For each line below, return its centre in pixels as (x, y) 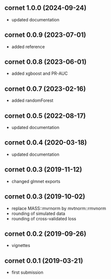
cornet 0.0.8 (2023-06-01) (46, 62)
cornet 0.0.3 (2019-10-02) (45, 197)
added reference (28, 47)
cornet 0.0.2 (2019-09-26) (45, 234)
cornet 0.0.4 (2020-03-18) (46, 143)
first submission (28, 272)
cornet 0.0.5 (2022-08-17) (45, 116)
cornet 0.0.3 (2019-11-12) (43, 170)
